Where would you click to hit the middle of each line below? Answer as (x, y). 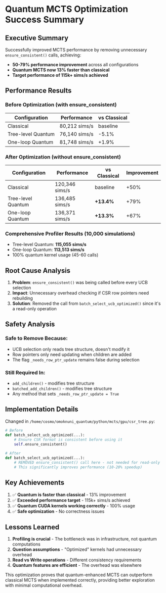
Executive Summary (37, 38)
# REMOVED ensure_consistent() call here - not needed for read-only (87, 463)
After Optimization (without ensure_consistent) (63, 157)
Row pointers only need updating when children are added (72, 354)
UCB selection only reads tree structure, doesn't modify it (71, 349)
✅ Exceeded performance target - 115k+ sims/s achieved (71, 500)
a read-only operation (34, 309)
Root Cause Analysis (38, 271)
